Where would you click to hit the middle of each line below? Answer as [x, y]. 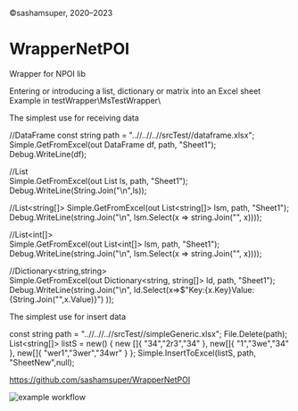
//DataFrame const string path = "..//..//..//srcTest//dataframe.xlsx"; [132, 135]
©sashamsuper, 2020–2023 [61, 13]
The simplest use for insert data [68, 316]
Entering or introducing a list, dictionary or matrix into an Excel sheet [135, 91]
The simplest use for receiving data [74, 117]
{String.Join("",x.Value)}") [57, 299]
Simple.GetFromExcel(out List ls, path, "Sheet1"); [99, 180]
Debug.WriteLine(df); [48, 154]
